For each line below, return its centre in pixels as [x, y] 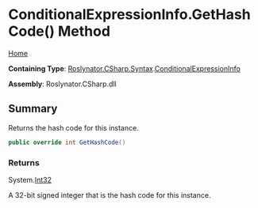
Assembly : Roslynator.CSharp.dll [62, 84]
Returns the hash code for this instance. [73, 127]
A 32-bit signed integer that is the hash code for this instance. [110, 195]
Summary [33, 109]
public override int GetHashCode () [67, 142]
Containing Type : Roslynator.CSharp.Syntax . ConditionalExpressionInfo [124, 68]
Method [84, 31]
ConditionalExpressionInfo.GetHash [130, 15]
